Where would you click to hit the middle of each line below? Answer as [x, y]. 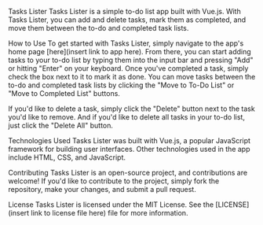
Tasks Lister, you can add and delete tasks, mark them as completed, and [127, 20]
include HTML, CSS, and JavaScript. [67, 157]
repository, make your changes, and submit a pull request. [102, 189]
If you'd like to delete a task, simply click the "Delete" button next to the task [131, 109]
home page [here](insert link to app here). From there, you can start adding [130, 52]
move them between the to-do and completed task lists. [99, 28]
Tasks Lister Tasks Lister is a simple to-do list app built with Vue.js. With [124, 11]
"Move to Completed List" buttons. [64, 93]
